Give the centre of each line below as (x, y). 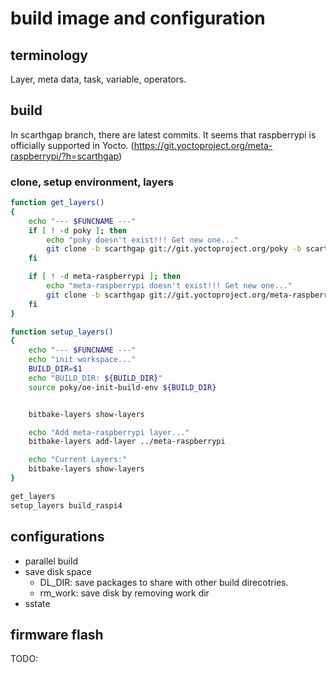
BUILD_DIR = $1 (55, 369)
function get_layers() (57, 203)
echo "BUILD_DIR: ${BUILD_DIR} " (95, 378)
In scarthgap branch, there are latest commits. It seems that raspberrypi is (163, 134)
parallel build (51, 561)
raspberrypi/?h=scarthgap (64, 156)
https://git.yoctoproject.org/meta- (203, 145)
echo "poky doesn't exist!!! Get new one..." (143, 240)
